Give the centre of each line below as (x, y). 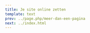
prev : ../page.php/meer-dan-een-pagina (45, 18)
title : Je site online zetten (36, 9)
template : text (20, 14)
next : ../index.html (26, 23)
